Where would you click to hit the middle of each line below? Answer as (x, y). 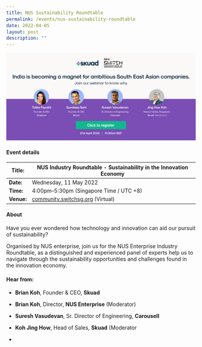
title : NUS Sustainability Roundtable (55, 13)
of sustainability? (27, 235)
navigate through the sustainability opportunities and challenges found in (97, 259)
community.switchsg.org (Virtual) (73, 199)
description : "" (26, 38)
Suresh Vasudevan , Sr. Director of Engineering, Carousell (87, 316)
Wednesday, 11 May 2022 (65, 182)
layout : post (23, 32)
